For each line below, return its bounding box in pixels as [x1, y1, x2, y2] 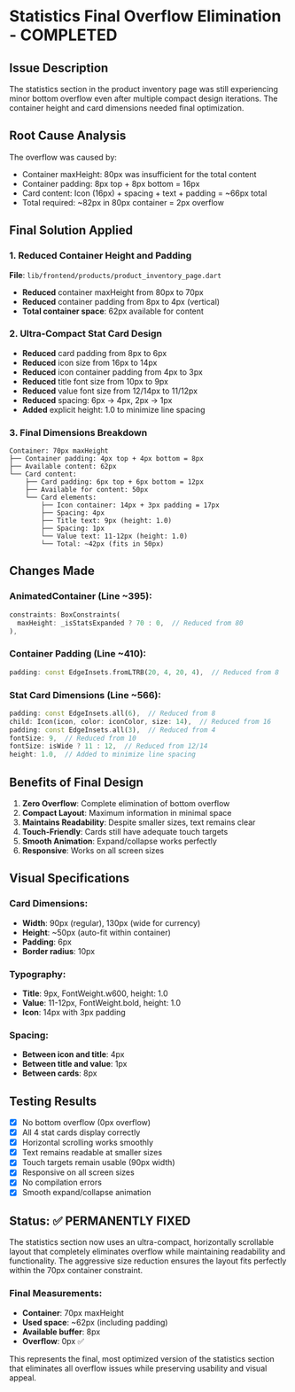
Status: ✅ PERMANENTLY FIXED [9, 1213, 191, 1228]
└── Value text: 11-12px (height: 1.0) [41, 532, 189, 541]
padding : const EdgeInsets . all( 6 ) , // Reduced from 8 [9, 709, 216, 718]
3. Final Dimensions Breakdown [9, 426, 148, 439]
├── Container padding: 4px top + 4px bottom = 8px [9, 455, 204, 463]
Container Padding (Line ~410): [9, 648, 147, 660]
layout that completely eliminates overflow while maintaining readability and [9, 1247, 286, 1257]
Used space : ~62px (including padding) [21, 1317, 168, 1327]
